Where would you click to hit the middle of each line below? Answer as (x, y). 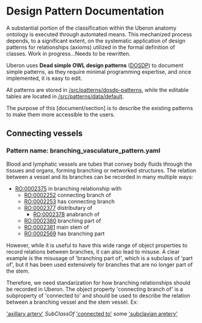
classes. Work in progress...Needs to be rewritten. (68, 53)
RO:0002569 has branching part (64, 233)
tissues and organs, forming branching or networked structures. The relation (101, 170)
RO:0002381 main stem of (56, 227)
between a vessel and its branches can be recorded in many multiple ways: (100, 177)
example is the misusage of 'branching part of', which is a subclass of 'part (99, 258)
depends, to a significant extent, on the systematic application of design (96, 41)
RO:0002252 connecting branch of (68, 195)
